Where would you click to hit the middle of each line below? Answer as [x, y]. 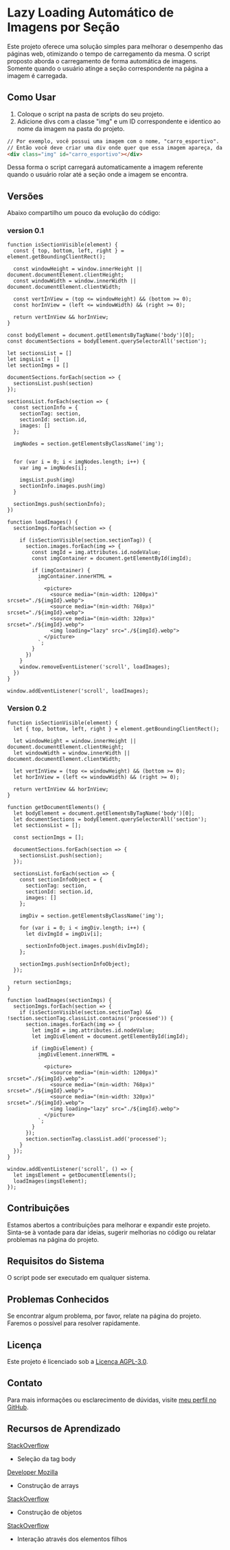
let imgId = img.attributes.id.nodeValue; [93, 1030]
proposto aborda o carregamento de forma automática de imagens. [102, 61]
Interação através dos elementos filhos [72, 1539]
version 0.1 [26, 231]
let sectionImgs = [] [38, 366]
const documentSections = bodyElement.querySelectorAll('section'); [107, 341]
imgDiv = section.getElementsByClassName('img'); [92, 916]
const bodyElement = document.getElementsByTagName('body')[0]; [101, 336]
